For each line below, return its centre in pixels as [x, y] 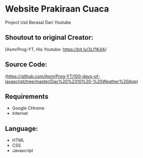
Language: [22, 129]
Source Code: [26, 65]
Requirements [27, 96]
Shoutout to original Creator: [49, 38]
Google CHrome [28, 108]
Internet [20, 113]
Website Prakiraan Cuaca [57, 9]
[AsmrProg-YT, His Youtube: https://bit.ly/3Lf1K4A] [56, 49]
